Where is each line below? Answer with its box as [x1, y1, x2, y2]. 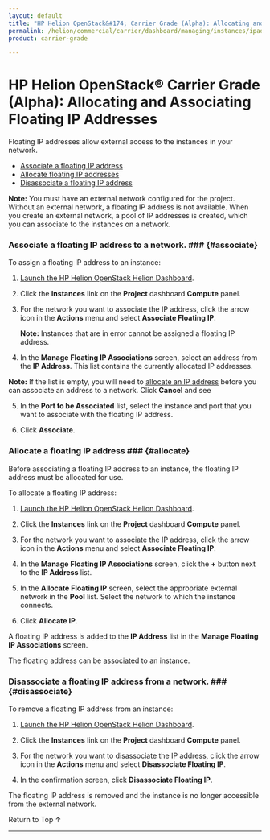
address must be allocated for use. [8, 472, 124, 482]
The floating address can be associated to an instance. [8, 656, 190, 665]
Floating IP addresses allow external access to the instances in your [8, 137, 233, 147]
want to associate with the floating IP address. [19, 410, 174, 420]
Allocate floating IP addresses [19, 170, 120, 180]
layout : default [8, 11, 63, 20]
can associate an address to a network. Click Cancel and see [8, 386, 211, 395]
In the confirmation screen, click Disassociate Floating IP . [19, 775, 213, 785]
